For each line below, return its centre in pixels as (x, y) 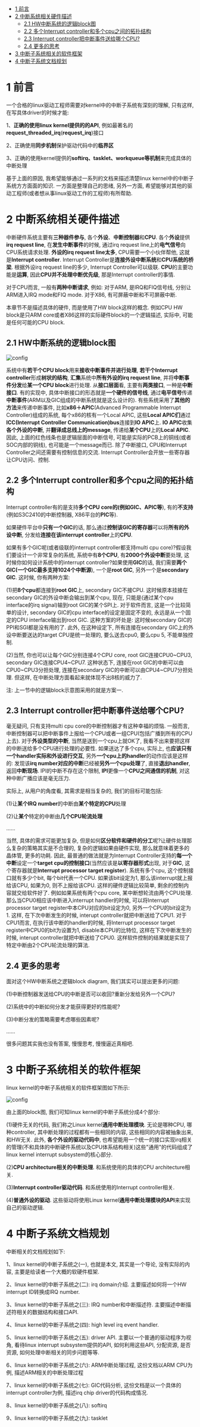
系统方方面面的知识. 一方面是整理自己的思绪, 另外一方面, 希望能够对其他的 (97, 185)
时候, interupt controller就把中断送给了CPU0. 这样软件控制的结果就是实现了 (98, 938)
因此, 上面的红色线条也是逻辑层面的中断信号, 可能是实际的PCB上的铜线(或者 (99, 437)
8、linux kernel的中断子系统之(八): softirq (57, 1405)
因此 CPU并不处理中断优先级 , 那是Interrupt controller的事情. (102, 274)
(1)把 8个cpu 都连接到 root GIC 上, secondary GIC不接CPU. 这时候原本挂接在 (97, 590)
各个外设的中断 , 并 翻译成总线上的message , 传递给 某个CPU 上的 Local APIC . (98, 429)
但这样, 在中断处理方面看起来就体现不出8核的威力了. (78, 677)
